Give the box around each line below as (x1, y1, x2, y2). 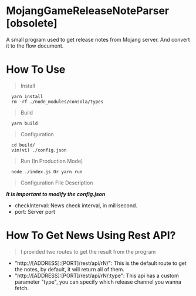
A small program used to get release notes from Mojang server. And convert (6, 36, 190, 43)
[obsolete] (6, 16, 58, 30)
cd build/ (11, 142, 35, 148)
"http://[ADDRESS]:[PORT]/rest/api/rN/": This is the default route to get (14, 260, 187, 267)
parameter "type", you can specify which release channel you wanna (14, 278, 182, 285)
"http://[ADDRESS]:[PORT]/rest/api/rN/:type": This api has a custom (14, 272, 179, 279)
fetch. (14, 284, 29, 291)
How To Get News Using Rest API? (6, 229, 176, 242)
